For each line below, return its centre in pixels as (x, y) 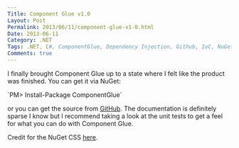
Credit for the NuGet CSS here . (53, 137)
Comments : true (30, 54)
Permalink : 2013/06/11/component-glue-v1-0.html (81, 27)
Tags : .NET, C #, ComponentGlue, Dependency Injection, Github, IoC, (111, 47)
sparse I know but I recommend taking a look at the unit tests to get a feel (115, 116)
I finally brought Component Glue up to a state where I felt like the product (116, 73)
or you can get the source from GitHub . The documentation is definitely (112, 108)
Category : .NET (30, 40)
